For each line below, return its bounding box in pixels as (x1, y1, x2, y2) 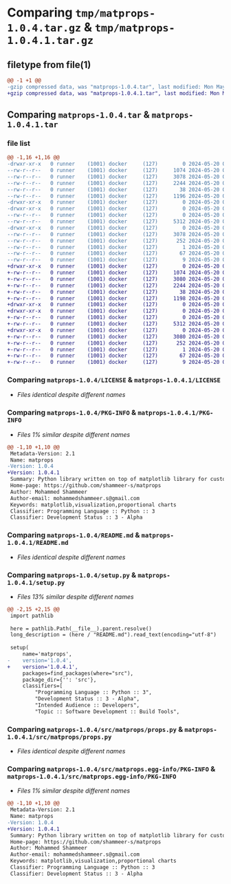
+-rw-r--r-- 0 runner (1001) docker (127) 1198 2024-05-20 (7, 294, 220, 302)
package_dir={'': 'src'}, (22, 676, 97, 683)
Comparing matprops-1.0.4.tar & (7, 109, 150, 121)
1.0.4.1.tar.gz (7, 34, 94, 47)
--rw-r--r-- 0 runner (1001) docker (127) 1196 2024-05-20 (7, 193, 220, 200)
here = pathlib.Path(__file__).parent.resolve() (10, 625, 153, 632)
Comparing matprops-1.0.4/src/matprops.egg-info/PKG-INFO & (7, 764, 216, 773)
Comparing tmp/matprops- (7, 5, 156, 21)
